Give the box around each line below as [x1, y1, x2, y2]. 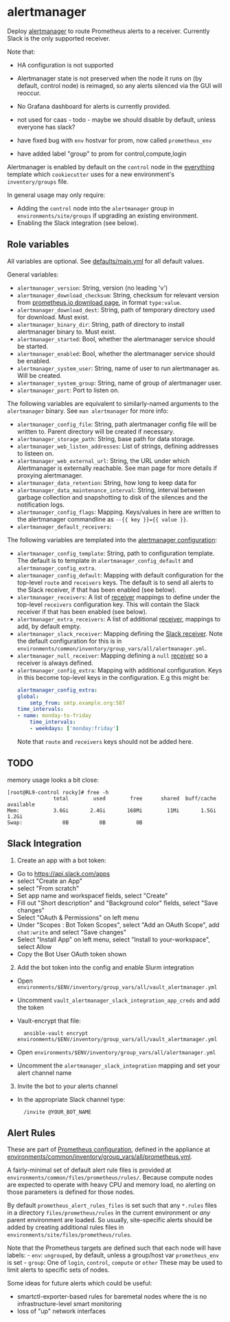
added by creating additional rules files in [7, 1223, 124, 1232]
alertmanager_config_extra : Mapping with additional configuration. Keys [16, 665, 222, 674]
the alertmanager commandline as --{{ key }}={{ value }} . [16, 515, 189, 523]
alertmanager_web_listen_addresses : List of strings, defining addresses [16, 442, 219, 450]
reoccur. [16, 89, 41, 97]
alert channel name [16, 1068, 72, 1077]
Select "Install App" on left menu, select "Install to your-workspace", [16, 935, 211, 943]
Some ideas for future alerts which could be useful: [7, 1279, 152, 1288]
